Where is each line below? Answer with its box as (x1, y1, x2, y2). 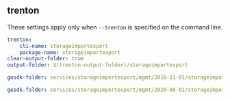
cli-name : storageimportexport (19, 42, 109, 49)
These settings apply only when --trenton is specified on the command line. (7, 23, 223, 31)
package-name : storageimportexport (19, 49, 121, 56)
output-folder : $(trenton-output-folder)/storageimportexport (7, 62, 188, 68)
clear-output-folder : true (7, 55, 84, 62)
